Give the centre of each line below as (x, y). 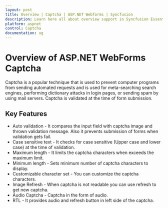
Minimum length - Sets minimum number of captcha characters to (80, 163)
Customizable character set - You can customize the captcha (75, 173)
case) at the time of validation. (43, 147)
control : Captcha (23, 28)
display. (20, 168)
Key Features (26, 114)
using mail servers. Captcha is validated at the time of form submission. (79, 98)
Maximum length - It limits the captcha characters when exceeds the (83, 152)
